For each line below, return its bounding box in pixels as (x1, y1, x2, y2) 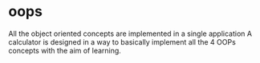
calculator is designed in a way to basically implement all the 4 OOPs (8, 37, 237, 46)
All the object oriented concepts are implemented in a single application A (8, 29, 253, 38)
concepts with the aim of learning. (8, 45, 122, 55)
